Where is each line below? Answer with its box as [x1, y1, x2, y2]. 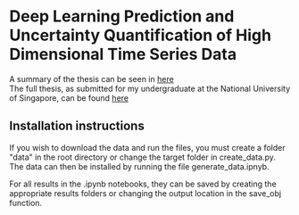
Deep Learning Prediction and [9, 6, 235, 27]
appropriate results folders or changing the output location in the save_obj [9, 187, 282, 198]
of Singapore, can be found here [9, 92, 129, 103]
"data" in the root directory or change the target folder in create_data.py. [9, 152, 277, 162]
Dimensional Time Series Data [9, 45, 237, 64]
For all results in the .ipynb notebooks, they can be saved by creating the [9, 178, 277, 189]
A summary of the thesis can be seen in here [9, 73, 174, 84]
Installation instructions [9, 119, 145, 134]
